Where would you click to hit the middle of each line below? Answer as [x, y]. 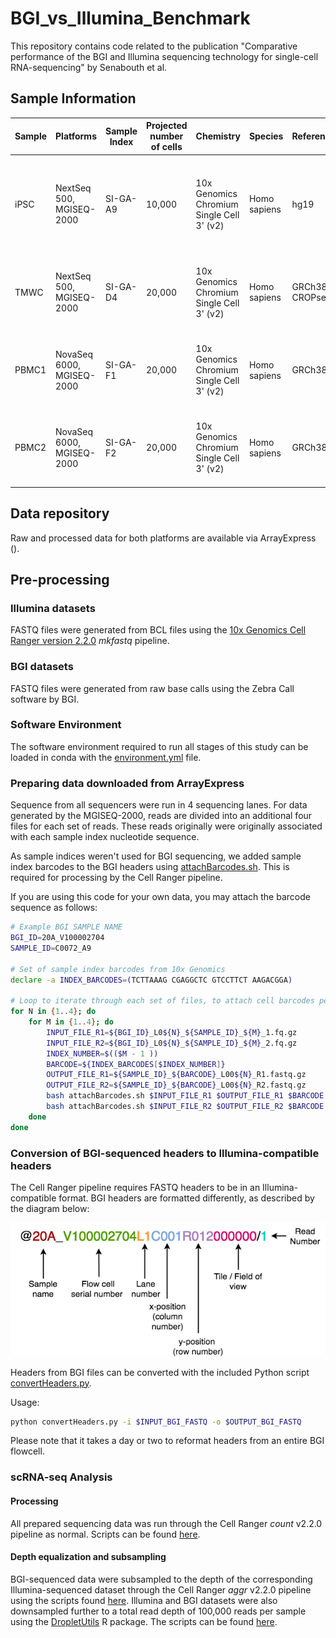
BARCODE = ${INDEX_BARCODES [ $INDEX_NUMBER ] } [136, 1064]
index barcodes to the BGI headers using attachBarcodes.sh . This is [150, 867]
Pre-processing [60, 579]
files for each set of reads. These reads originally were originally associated [166, 826]
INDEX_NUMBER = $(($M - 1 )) [102, 1053]
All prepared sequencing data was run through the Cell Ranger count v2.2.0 [166, 1523]
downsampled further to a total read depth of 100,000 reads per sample [158, 1611]
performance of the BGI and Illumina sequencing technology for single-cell [164, 56]
